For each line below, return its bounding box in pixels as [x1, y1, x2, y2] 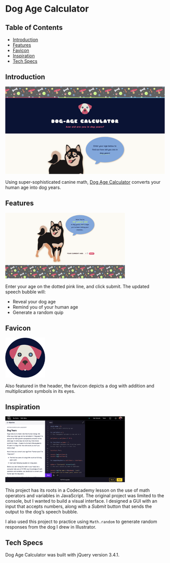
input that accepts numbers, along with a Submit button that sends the [5, 503, 152, 509]
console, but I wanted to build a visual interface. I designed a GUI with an [5, 498, 158, 504]
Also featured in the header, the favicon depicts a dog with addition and [5, 383, 154, 389]
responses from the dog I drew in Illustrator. [5, 524, 97, 530]
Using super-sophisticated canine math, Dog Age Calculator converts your [5, 179, 161, 185]
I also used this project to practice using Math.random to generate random [5, 518, 158, 525]
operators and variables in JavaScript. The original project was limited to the [5, 492, 164, 499]
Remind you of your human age [12, 304, 78, 310]
